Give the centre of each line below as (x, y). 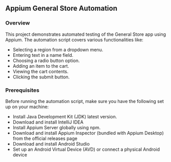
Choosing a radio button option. (46, 60)
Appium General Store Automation (61, 8)
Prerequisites (22, 90)
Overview (18, 23)
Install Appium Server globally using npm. (57, 127)
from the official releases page (45, 138)
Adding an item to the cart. (41, 66)
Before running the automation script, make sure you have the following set (84, 101)
